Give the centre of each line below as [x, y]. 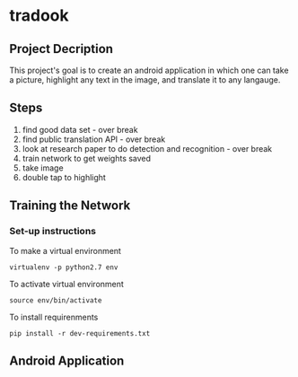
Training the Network [70, 206]
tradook [39, 16]
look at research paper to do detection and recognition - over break [147, 148]
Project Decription [61, 49]
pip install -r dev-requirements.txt [80, 333]
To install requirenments [54, 317]
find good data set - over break [80, 129]
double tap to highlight [64, 177]
